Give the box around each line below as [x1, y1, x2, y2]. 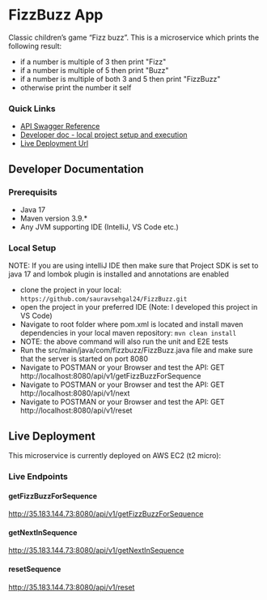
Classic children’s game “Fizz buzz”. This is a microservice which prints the [8, 32, 260, 42]
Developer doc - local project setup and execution [19, 130, 188, 139]
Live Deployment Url [19, 139, 89, 148]
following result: [8, 41, 62, 50]
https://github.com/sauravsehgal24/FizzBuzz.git [19, 295, 188, 303]
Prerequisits [8, 186, 58, 198]
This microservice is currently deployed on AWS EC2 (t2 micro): [8, 451, 221, 461]
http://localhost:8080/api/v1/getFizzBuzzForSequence [19, 371, 201, 381]
